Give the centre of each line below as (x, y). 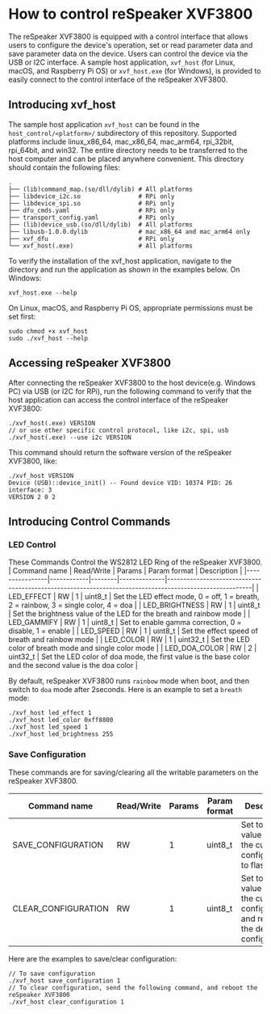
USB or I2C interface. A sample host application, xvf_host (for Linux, (122, 62)
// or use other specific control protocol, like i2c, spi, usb (119, 430)
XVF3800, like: (33, 461)
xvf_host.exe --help (43, 293)
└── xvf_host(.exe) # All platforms (101, 246)
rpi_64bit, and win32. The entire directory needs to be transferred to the (128, 150)
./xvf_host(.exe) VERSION (52, 423)
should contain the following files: (65, 167)
